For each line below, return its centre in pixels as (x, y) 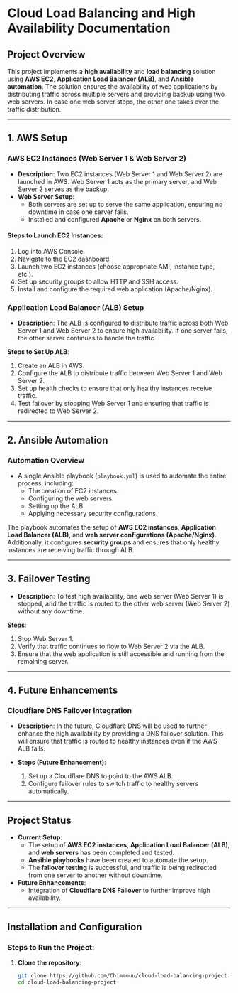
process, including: (45, 483)
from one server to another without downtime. (95, 875)
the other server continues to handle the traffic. (87, 338)
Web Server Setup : (46, 196)
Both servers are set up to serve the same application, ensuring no (125, 204)
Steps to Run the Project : (51, 947)
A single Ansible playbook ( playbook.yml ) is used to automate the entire (122, 476)
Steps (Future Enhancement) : (62, 763)
